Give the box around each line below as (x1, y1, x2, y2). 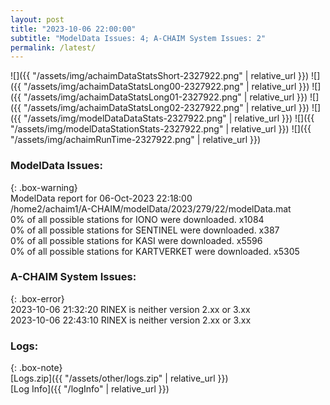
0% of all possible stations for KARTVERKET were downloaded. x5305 (10, 245, 300, 257)
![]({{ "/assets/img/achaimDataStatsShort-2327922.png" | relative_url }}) (10, 70, 310, 82)
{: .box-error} (10, 292, 65, 305)
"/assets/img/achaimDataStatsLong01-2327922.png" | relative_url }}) (23, 91, 308, 103)
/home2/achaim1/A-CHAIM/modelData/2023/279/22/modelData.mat (10, 202, 292, 215)
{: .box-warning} (10, 181, 78, 193)
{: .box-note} (10, 362, 63, 374)
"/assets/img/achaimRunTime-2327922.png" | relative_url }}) (10, 134, 262, 146)
